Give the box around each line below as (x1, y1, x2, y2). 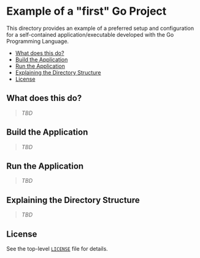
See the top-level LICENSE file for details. (6, 245, 109, 252)
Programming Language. (6, 37, 69, 45)
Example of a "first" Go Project (6, 4, 167, 18)
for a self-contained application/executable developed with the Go (6, 31, 174, 38)
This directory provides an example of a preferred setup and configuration (6, 24, 194, 32)
